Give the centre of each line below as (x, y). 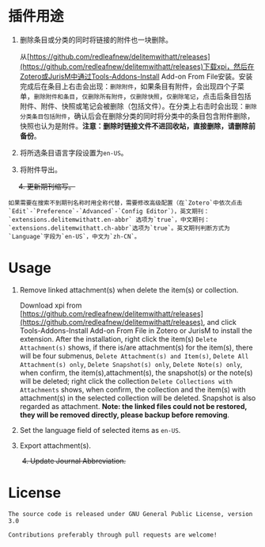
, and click (220, 322)
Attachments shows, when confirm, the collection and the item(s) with (133, 389)
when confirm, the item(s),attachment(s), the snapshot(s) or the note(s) (136, 373)
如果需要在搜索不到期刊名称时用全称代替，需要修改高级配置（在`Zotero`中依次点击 (125, 203)
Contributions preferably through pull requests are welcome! (113, 535)
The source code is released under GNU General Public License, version (131, 514)
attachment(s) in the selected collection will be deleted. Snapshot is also (138, 398)
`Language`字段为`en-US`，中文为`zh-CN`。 (74, 236)
